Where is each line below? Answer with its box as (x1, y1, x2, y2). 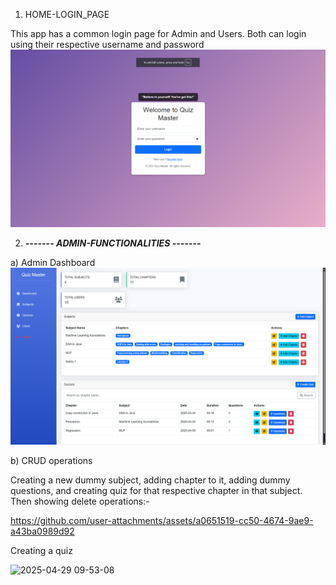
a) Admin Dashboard (10, 256, 96, 268)
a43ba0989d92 (10, 525, 75, 537)
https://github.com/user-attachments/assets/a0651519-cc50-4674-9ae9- (10, 515, 314, 526)
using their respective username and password (10, 39, 205, 50)
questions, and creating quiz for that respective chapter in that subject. (10, 485, 303, 496)
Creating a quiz (10, 545, 73, 556)
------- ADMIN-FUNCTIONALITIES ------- (24, 237, 202, 249)
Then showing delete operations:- (10, 495, 150, 507)
